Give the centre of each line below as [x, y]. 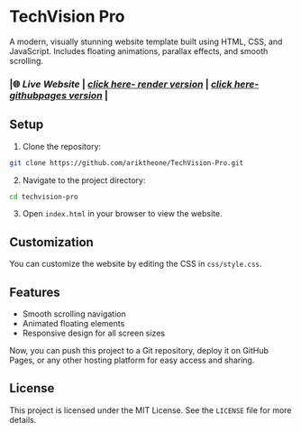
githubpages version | [59, 95]
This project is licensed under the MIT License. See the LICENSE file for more [150, 410]
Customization [52, 242]
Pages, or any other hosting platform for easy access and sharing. [132, 360]
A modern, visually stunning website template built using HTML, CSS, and [146, 41]
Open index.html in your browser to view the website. [122, 214]
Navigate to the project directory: [84, 180]
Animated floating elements [73, 324]
